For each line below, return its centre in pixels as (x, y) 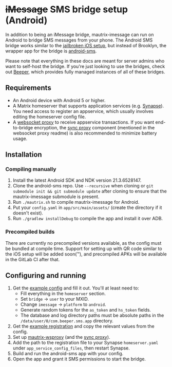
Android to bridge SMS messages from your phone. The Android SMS (79, 40)
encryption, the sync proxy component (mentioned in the (94, 127)
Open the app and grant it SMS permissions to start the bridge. (79, 359)
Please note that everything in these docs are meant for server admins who (85, 61)
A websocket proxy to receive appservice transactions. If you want (83, 122)
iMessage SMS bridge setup (67, 9)
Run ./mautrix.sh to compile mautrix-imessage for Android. (76, 202)
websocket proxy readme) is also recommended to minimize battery (85, 133)
